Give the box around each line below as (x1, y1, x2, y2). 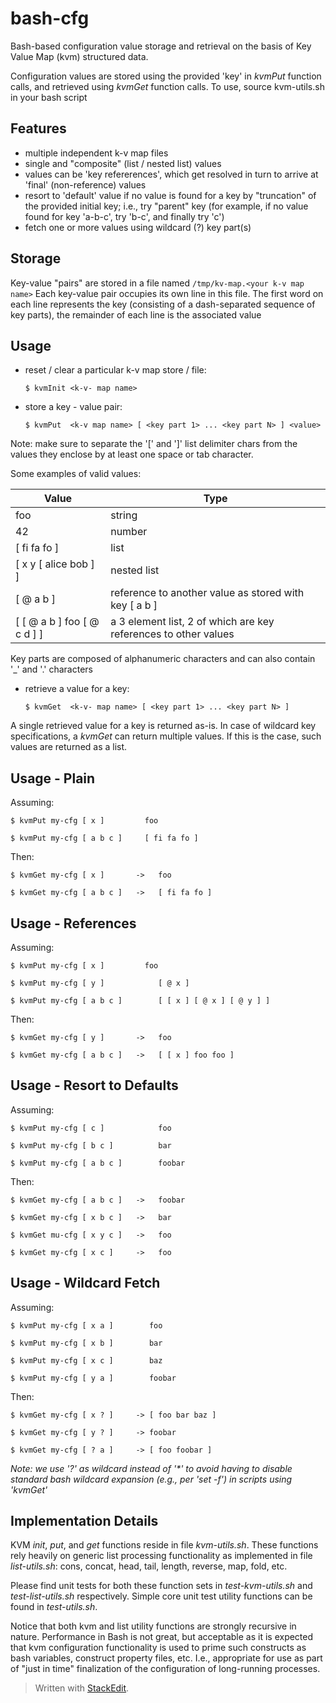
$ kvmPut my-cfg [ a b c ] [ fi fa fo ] (10, 833, 199, 844)
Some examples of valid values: (10, 468, 142, 480)
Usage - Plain (10, 770, 96, 787)
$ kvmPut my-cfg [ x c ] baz (10, 1355, 163, 1366)
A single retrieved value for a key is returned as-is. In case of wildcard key (10, 720, 317, 732)
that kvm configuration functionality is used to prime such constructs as (10, 1642, 307, 1654)
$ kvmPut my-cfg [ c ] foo (10, 1123, 172, 1133)
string (110, 508, 138, 522)
